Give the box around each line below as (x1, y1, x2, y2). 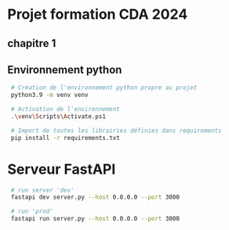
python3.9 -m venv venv (10, 92, 89, 99)
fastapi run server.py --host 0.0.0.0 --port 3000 (10, 215, 180, 223)
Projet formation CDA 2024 (7, 5, 188, 23)
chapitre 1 (7, 37, 56, 50)
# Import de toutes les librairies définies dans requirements (10, 127, 222, 135)
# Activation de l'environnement (10, 106, 121, 113)
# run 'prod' (10, 207, 54, 216)
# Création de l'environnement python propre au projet (10, 84, 198, 92)
